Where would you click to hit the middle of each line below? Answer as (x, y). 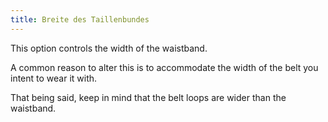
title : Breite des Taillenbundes (80, 19)
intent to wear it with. (54, 78)
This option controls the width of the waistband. (109, 48)
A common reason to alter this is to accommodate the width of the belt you (164, 67)
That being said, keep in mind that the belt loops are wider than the (148, 97)
